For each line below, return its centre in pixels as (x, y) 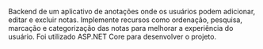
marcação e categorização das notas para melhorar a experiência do (121, 28)
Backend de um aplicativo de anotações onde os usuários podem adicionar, (132, 11)
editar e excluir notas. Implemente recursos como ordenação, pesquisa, (126, 20)
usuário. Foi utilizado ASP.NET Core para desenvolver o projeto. (112, 36)
